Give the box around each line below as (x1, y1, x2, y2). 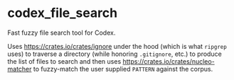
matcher (7, 64, 32, 73)
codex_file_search (7, 5, 118, 21)
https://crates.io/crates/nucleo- (122, 57, 215, 65)
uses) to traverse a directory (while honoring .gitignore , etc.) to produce (7, 50, 222, 58)
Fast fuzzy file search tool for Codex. (7, 28, 116, 37)
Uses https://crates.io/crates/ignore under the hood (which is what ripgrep (7, 42, 228, 50)
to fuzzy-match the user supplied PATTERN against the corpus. (33, 64, 213, 73)
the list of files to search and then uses (7, 57, 122, 65)
